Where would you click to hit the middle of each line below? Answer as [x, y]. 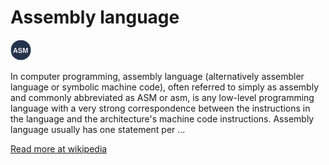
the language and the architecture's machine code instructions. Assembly [162, 118]
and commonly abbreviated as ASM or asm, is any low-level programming [162, 97]
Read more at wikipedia [59, 148]
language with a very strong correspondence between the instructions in [160, 108]
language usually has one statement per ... [98, 129]
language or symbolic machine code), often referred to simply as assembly [165, 87]
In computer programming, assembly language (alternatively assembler [157, 76]
